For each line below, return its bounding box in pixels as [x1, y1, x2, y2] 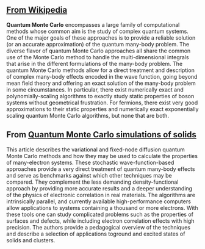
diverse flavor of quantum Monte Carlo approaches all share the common [6, 47, 191, 54]
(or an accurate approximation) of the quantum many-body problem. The [6, 40, 190, 48]
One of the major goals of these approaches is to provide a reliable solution [6, 34, 196, 41]
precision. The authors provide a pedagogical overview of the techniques [6, 223, 191, 231]
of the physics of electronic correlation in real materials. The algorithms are [6, 191, 196, 198]
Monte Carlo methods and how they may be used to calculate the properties [6, 152, 198, 159]
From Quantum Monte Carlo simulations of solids [6, 129, 197, 140]
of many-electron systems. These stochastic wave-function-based [6, 159, 174, 166]
